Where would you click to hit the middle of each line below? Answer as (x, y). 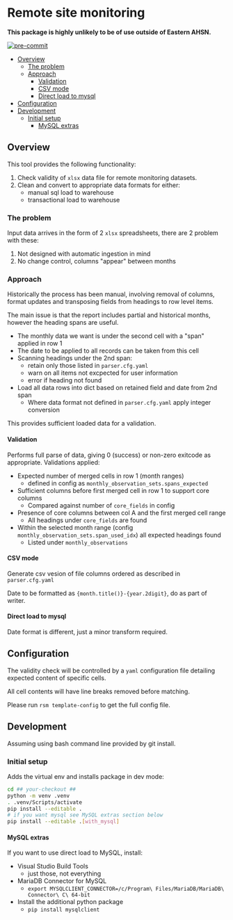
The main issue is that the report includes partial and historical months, (109, 315)
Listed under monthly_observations (78, 542)
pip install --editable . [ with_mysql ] (63, 822)
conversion (44, 410)
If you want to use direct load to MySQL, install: (75, 853)
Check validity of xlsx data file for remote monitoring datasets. (107, 177)
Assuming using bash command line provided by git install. (91, 743)
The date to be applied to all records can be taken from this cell (108, 351)
